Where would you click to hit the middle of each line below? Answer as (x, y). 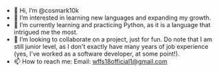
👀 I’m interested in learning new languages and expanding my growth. (112, 18)
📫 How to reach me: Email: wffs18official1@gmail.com (90, 61)
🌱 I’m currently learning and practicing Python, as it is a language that (112, 25)
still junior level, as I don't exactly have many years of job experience (111, 47)
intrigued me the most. (46, 32)
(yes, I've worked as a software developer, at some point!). (96, 54)
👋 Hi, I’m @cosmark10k (46, 11)
